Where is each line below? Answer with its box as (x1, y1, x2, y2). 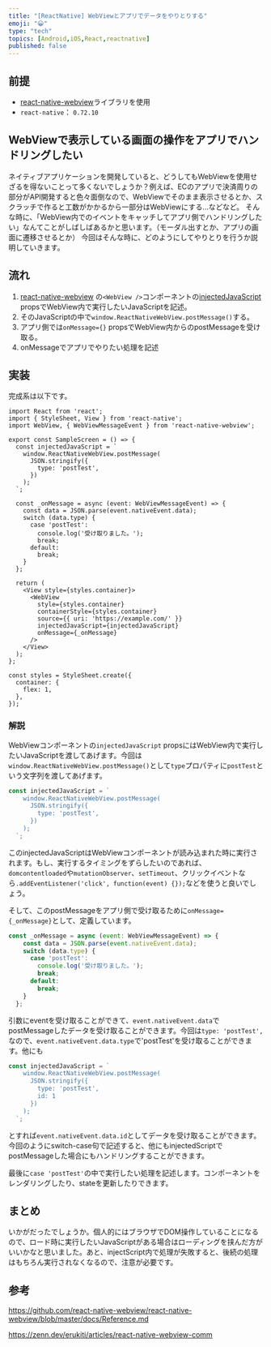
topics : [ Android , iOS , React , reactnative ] (8, 34, 150, 43)
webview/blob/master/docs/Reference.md (8, 1315, 150, 1324)
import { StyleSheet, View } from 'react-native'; (8, 414, 183, 423)
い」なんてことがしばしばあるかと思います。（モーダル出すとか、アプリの (8, 222, 252, 232)
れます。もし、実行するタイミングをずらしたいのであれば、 (8, 857, 206, 868)
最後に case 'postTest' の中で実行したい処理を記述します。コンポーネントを (8, 1168, 260, 1178)
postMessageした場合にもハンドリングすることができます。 (8, 1151, 209, 1160)
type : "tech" (8, 27, 53, 35)
